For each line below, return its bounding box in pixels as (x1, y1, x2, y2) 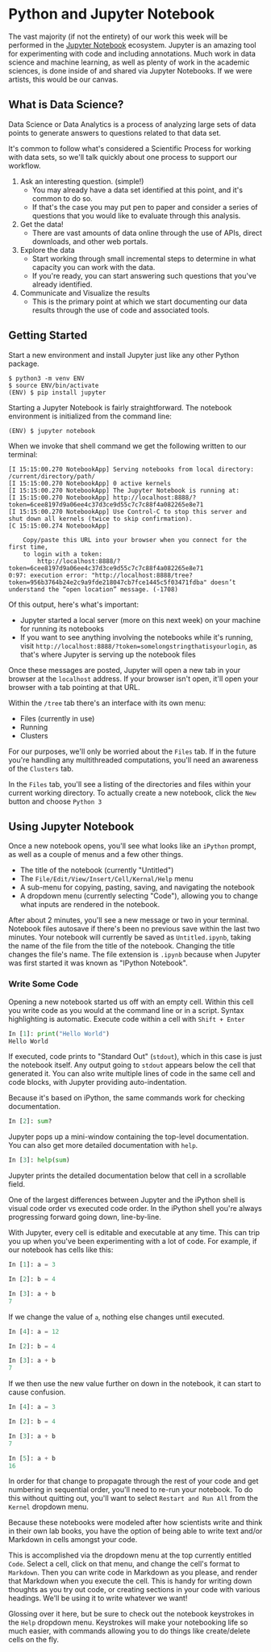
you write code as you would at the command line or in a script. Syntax (8, 1005, 244, 1015)
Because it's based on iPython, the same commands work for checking (8, 1093, 245, 1103)
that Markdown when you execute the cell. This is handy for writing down (8, 1576, 252, 1586)
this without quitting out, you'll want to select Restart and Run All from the (8, 1494, 258, 1503)
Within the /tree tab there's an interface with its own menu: (8, 698, 206, 708)
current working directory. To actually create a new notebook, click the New (8, 788, 256, 797)
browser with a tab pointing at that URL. (8, 682, 140, 691)
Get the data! (19, 219, 64, 229)
